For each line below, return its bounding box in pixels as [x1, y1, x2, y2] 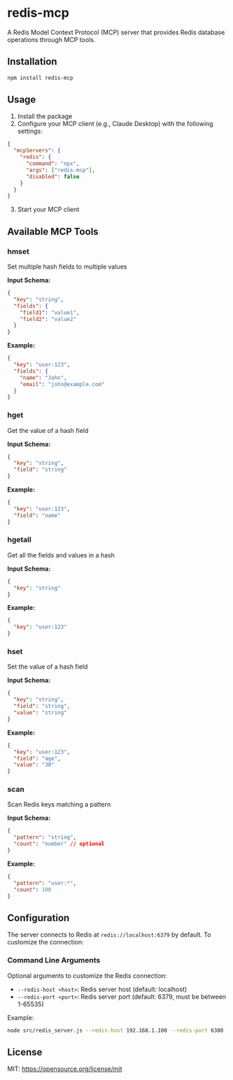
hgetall [7, 535, 31, 545]
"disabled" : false [25, 173, 80, 180]
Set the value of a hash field [7, 662, 88, 671]
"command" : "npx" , [25, 160, 80, 167]
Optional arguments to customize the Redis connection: [7, 971, 167, 980]
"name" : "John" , [20, 374, 68, 381]
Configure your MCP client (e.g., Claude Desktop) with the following [17, 120, 213, 128]
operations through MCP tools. [7, 35, 96, 43]
